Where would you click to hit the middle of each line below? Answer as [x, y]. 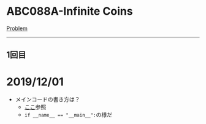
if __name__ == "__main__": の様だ [68, 115]
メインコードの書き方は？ [48, 99]
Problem [17, 28]
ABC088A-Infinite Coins [70, 11]
